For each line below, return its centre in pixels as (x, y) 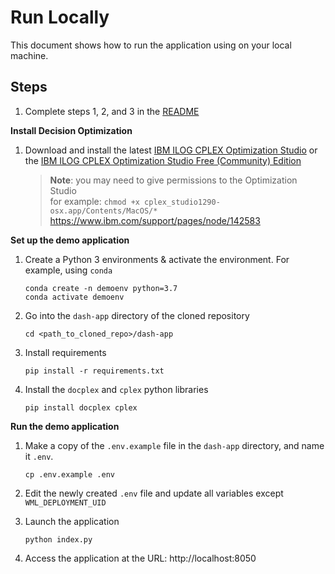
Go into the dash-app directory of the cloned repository (137, 315)
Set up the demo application (70, 240)
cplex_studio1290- (182, 202)
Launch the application (72, 521)
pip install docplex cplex (81, 407)
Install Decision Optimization (71, 130)
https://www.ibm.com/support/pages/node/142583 (155, 220)
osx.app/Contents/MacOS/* (103, 211)
